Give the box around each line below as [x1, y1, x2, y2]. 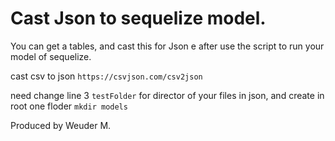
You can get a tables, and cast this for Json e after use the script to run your [10, 40, 325, 52]
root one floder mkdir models [10, 100, 128, 112]
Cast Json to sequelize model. [10, 7, 267, 30]
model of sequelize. [10, 50, 92, 62]
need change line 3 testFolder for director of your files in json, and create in [10, 89, 325, 101]
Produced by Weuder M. [10, 119, 112, 131]
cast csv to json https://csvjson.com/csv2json [10, 70, 203, 82]
